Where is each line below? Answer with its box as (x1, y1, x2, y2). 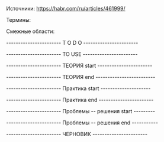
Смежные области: (6, 28, 55, 35)
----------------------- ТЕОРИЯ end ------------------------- (6, 74, 156, 80)
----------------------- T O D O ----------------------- (6, 39, 139, 46)
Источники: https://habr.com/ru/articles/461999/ (6, 5, 126, 12)
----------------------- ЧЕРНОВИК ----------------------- (6, 131, 148, 137)
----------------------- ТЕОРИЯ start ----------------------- (6, 62, 153, 69)
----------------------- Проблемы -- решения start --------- (6, 108, 156, 114)
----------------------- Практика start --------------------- (6, 85, 151, 92)
